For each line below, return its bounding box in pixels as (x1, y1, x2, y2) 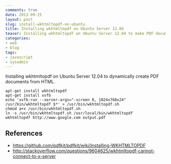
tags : (5, 50, 17, 55)
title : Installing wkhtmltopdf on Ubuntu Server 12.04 (5, 26, 124, 31)
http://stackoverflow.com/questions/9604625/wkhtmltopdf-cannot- (12, 148, 155, 154)
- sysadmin (5, 59, 28, 64)
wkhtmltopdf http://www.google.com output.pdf (5, 115, 106, 120)
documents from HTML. (5, 79, 55, 85)
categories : (5, 36, 31, 41)
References (5, 129, 43, 138)
